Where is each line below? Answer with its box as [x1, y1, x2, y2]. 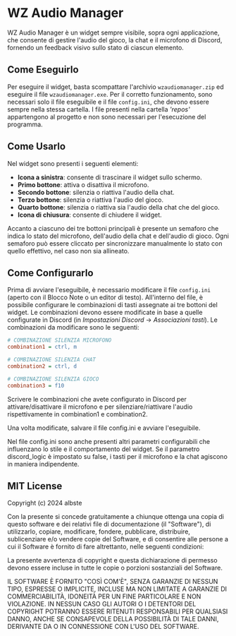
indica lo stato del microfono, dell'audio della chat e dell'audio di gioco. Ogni [7, 232, 229, 240]
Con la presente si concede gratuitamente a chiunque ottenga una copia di [7, 512, 224, 521]
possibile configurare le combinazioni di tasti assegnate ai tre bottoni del [7, 301, 218, 309]
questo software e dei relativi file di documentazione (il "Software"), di [7, 520, 211, 529]
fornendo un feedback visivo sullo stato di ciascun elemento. [7, 43, 185, 52]
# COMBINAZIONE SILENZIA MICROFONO [7, 337, 112, 344]
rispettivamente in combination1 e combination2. [7, 409, 148, 418]
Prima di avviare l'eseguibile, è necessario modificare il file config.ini [7, 286, 211, 294]
